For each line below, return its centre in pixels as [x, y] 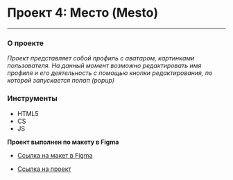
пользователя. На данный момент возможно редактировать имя [104, 66]
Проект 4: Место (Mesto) [83, 13]
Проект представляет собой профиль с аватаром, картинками [101, 58]
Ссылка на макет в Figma [55, 155]
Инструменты [32, 99]
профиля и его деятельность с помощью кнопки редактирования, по [110, 73]
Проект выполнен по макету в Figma [63, 142]
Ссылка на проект [44, 169]
